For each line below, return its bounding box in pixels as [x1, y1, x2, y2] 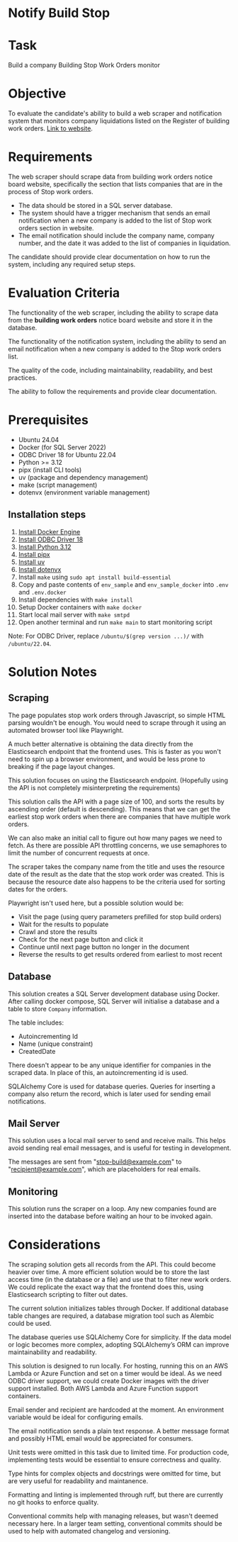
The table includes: [8, 1018, 64, 1027]
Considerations [8, 1237, 101, 1253]
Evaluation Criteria [8, 285, 120, 301]
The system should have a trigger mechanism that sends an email [18, 209, 211, 217]
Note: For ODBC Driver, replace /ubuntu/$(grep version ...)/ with [8, 631, 204, 640]
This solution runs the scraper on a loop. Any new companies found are [8, 1205, 217, 1213]
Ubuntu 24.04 [18, 435, 59, 444]
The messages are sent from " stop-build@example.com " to [8, 1157, 182, 1166]
